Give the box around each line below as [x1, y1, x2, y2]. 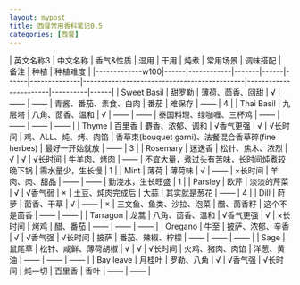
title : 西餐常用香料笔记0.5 [9, 21, 103, 30]
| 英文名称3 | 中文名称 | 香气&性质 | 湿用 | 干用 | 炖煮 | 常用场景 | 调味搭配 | [9, 55, 281, 66]
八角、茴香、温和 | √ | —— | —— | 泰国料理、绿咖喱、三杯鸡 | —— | [31, 109, 280, 121]
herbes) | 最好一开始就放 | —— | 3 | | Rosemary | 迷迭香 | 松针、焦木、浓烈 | [9, 143, 288, 154]
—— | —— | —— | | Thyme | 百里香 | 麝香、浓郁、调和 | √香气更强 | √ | [9, 121, 268, 131]
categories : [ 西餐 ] [9, 29, 79, 38]
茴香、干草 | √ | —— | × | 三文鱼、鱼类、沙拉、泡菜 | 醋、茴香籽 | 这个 [23, 198, 279, 210]
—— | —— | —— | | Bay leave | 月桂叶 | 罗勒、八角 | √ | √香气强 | [23, 255, 262, 265]
